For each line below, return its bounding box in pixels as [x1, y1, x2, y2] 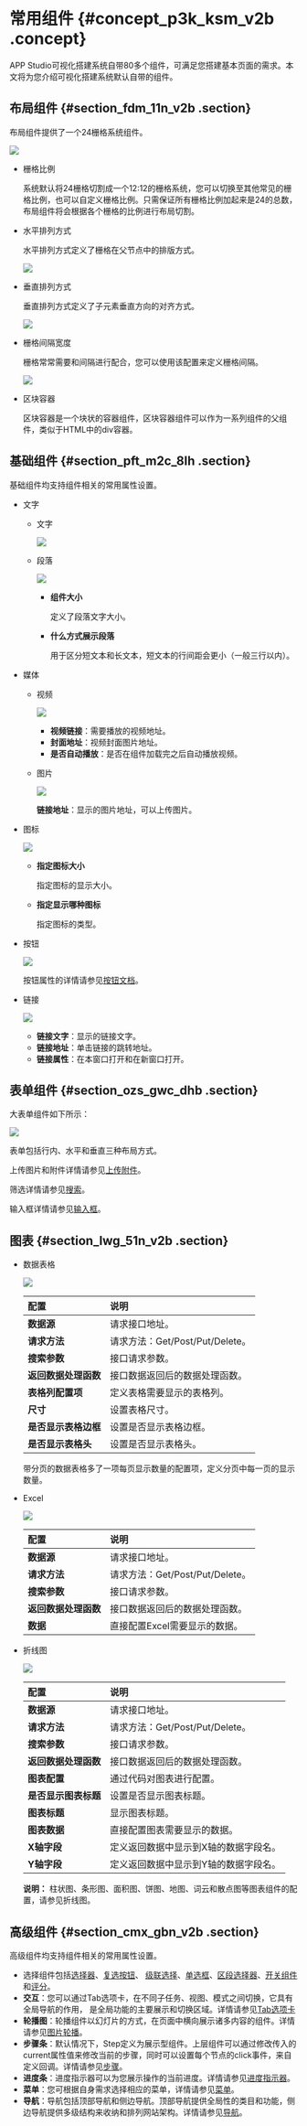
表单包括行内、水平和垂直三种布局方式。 [9, 1145, 162, 1156]
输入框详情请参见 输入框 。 [9, 1204, 106, 1215]
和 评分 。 [22, 1981, 56, 1992]
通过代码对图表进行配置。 [109, 1772, 220, 1785]
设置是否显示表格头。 [109, 1438, 202, 1451]
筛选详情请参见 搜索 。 [9, 1184, 90, 1195]
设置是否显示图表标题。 [109, 1789, 211, 1802]
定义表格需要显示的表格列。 [109, 1387, 229, 1400]
